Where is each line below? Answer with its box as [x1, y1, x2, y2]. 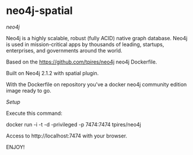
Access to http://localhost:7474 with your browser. [6, 132, 127, 139]
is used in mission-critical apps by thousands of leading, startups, [6, 41, 164, 48]
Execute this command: [6, 110, 62, 117]
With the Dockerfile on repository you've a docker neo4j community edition [6, 80, 187, 88]
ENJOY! [6, 143, 25, 150]
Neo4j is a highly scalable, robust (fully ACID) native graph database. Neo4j [6, 34, 188, 41]
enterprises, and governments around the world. [6, 47, 122, 54]
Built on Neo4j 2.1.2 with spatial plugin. [6, 69, 99, 76]
